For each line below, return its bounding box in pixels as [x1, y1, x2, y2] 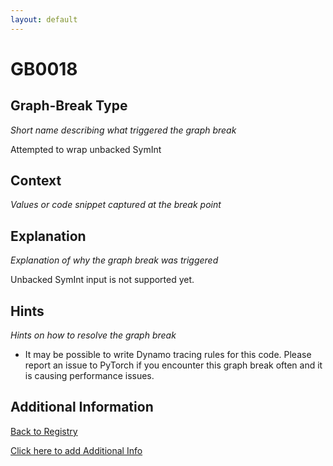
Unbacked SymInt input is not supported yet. [10, 274, 195, 286]
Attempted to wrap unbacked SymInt [10, 143, 162, 155]
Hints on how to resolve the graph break [10, 329, 177, 341]
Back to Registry [10, 425, 78, 437]
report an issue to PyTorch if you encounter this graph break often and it [24, 359, 323, 371]
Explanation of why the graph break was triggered [10, 254, 219, 266]
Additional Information [10, 399, 154, 416]
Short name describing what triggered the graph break [10, 124, 237, 136]
